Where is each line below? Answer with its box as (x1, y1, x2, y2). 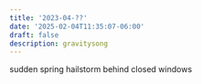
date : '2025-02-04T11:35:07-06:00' (9, 22, 145, 31)
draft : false (9, 30, 59, 39)
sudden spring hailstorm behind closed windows (9, 64, 193, 75)
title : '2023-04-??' (9, 13, 89, 23)
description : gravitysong (9, 38, 108, 48)
